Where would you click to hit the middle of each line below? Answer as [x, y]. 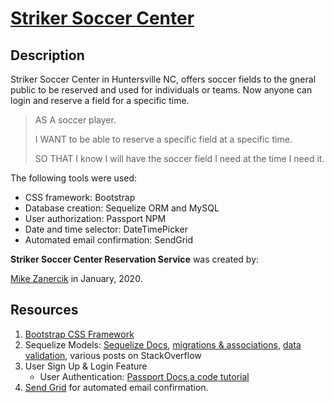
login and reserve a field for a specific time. [100, 100]
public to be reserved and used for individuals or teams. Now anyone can [161, 90]
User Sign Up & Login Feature [86, 366]
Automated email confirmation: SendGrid [109, 240]
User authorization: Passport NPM [95, 218]
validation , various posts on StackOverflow [113, 355]
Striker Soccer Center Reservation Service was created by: [135, 259]
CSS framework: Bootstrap [80, 197]
